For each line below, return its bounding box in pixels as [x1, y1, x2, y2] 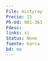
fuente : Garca [6, 41, 40, 47]
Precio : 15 [6, 14, 32, 20]
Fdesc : [6, 24, 22, 31]
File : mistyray [6, 8, 43, 15]
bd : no [6, 46, 22, 52]
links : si [6, 30, 30, 36]
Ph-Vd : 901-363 [6, 19, 43, 25]
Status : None [6, 35, 38, 41]
